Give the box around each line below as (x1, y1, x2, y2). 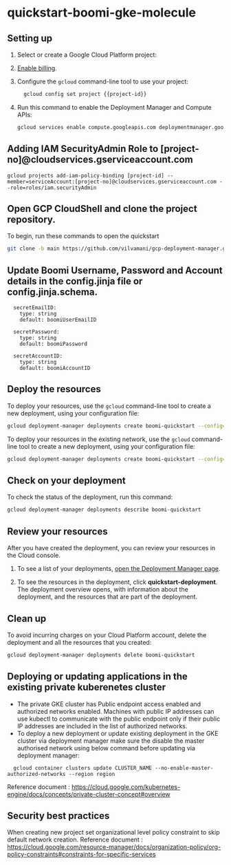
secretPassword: (13, 329, 60, 336)
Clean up (7, 612, 47, 624)
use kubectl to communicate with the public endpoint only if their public (16, 715, 221, 723)
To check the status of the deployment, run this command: (7, 493, 173, 501)
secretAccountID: (13, 353, 63, 360)
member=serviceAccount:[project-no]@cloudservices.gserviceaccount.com (7, 178, 217, 185)
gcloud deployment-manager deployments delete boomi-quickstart (7, 651, 195, 659)
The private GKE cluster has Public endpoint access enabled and (16, 699, 201, 708)
